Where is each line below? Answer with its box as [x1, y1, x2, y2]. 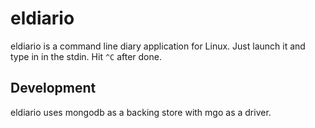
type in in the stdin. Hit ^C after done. [10, 50, 162, 62]
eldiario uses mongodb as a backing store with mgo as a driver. [10, 106, 272, 118]
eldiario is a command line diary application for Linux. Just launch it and [10, 40, 306, 52]
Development [10, 80, 97, 97]
